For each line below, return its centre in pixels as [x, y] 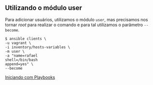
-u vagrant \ [18, 43]
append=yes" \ [19, 64]
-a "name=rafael [21, 56]
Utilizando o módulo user [44, 8]
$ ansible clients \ [26, 39]
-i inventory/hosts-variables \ [38, 47]
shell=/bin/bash [21, 60]
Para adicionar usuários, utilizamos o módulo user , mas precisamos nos [76, 19]
